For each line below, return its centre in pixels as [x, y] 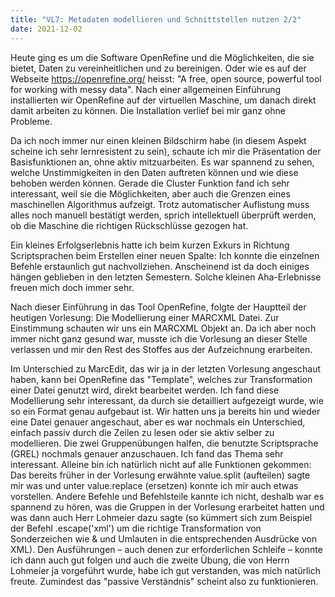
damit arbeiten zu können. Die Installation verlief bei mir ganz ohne [148, 110]
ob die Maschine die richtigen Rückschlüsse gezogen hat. [129, 225]
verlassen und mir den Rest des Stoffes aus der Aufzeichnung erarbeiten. [161, 349]
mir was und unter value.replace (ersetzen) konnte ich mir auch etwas [154, 485]
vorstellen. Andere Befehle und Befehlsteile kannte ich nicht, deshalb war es [167, 496]
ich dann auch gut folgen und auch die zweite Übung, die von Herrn [150, 560]
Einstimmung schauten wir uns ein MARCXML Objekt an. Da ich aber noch [163, 328]
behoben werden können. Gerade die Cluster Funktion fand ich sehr [150, 183]
